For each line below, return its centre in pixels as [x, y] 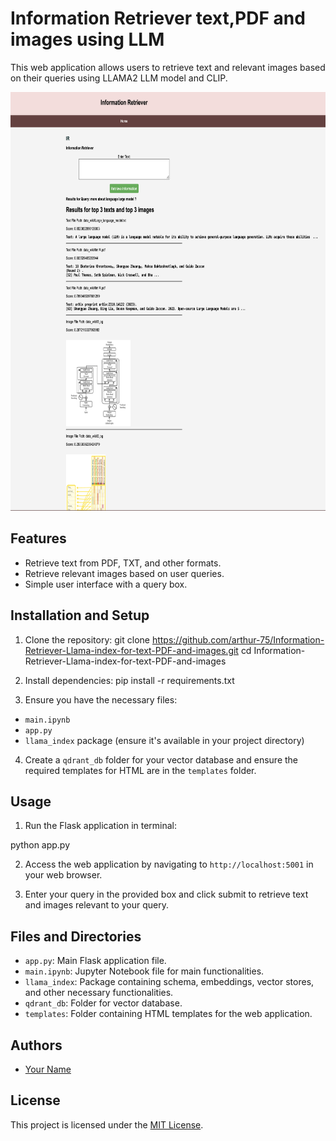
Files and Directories [76, 936]
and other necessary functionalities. [99, 993]
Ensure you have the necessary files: [101, 699]
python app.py [40, 845]
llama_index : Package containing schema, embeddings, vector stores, [169, 982]
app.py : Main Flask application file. [95, 961]
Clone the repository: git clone [87, 639]
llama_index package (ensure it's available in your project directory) [164, 740]
